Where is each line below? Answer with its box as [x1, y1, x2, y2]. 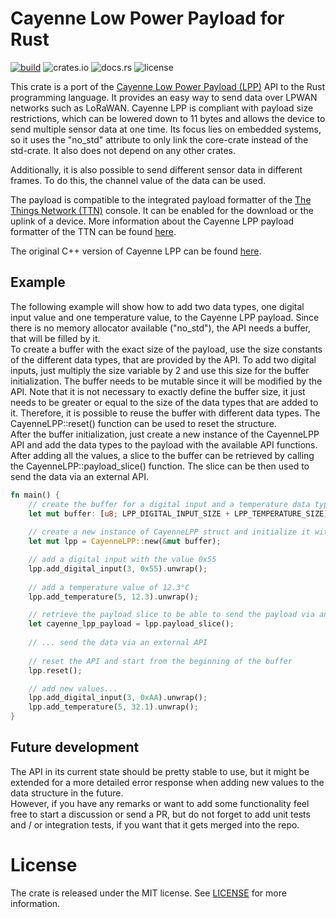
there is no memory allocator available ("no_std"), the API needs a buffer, [10, 322, 312, 334]
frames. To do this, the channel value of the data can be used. [10, 174, 267, 186]
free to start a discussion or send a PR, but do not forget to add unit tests [10, 808, 311, 820]
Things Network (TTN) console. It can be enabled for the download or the [10, 204, 314, 216]
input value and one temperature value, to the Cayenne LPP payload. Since [10, 311, 320, 323]
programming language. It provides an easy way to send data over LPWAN [10, 91, 318, 103]
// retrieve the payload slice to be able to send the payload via [28, 610, 315, 620]
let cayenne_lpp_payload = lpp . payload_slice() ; [28, 619, 235, 629]
